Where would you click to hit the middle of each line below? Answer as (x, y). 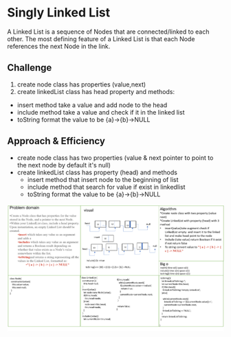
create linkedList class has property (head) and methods (97, 172)
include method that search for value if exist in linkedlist (106, 187)
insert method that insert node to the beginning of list (103, 179)
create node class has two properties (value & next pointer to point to (115, 158)
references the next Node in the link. (59, 46)
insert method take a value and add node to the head (92, 105)
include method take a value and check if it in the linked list (101, 112)
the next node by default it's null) (64, 165)
